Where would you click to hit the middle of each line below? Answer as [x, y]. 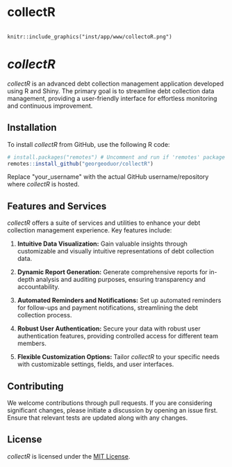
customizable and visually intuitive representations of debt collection [115, 251]
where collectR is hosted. [43, 184]
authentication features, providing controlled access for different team [118, 336]
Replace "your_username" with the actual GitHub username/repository [108, 177]
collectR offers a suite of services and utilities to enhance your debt [104, 223]
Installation [32, 128]
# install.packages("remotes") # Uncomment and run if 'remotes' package [116, 157]
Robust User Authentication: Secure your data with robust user [109, 329]
